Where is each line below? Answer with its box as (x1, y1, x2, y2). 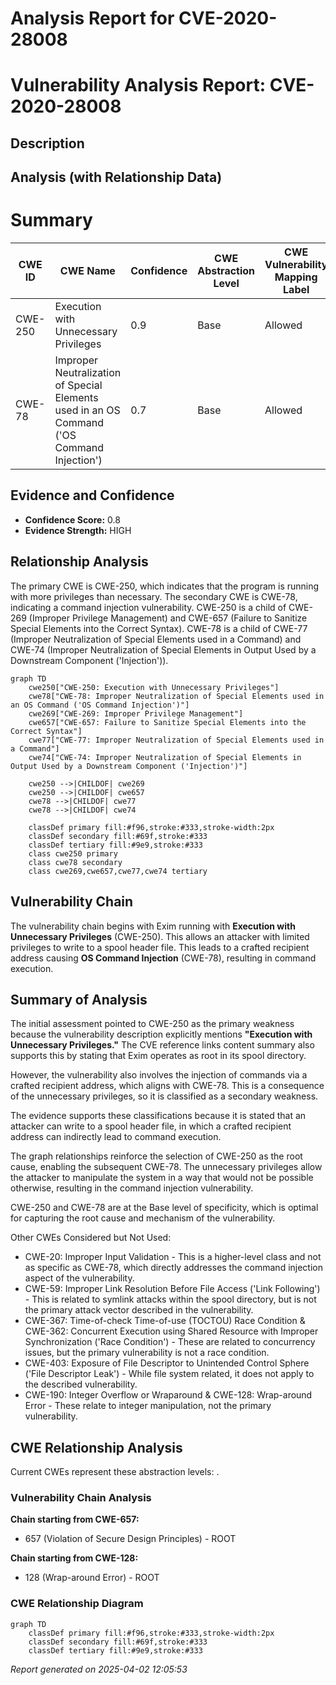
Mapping (274, 270, 318, 284)
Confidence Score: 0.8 (24, 513, 121, 526)
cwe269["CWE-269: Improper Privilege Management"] (28, 708, 244, 719)
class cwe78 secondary (28, 857, 123, 867)
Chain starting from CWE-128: (10, 1552, 139, 1564)
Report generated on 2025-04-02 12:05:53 (10, 1663, 188, 1675)
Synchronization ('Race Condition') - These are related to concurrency (24, 1336, 316, 1348)
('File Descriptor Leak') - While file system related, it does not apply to (24, 1368, 315, 1380)
